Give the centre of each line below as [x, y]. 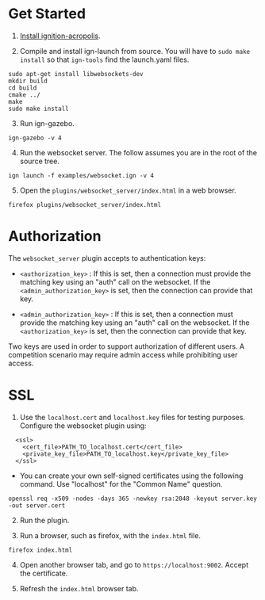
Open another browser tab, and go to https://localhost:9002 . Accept [134, 564]
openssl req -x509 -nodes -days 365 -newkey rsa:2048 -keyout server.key [133, 499]
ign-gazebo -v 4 [35, 138]
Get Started [47, 14]
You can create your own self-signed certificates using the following [131, 476]
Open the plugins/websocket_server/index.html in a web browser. [128, 190]
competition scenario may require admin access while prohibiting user [123, 354]
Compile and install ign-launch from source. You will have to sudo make [135, 51]
